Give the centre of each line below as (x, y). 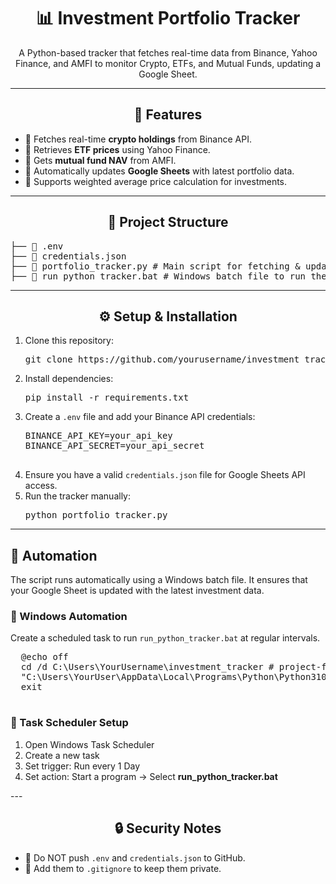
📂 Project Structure (168, 222)
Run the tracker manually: (77, 496)
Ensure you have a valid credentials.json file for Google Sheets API (165, 475)
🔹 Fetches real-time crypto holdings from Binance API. (138, 139)
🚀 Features (168, 115)
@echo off (44, 657)
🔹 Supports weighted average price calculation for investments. (156, 181)
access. (41, 486)
